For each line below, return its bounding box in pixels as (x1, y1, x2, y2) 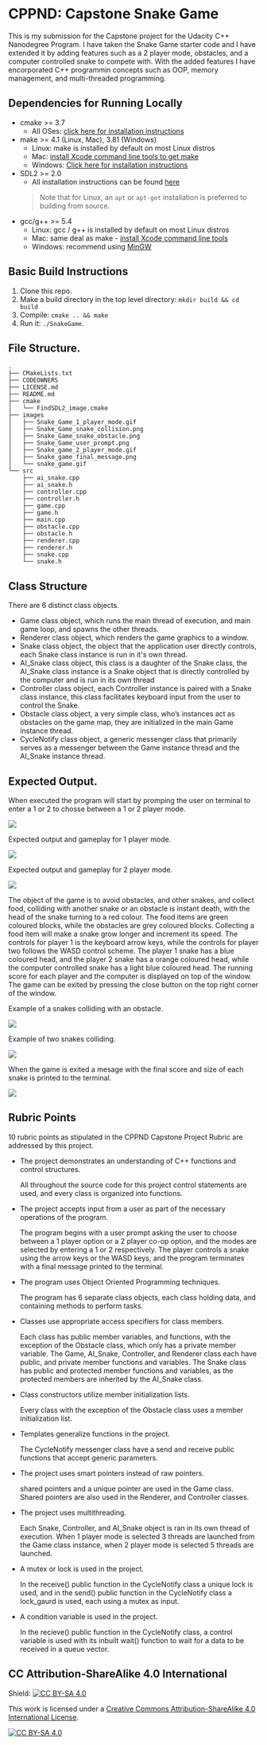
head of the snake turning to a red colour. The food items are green (8, 912, 229, 921)
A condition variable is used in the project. (19, 1611, 158, 1621)
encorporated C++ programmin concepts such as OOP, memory (8, 65, 219, 74)
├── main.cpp (22, 516, 66, 524)
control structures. (19, 1164, 81, 1174)
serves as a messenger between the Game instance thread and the (19, 743, 240, 753)
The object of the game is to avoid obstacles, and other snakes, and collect (8, 896, 254, 904)
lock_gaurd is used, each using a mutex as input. (19, 1596, 180, 1606)
